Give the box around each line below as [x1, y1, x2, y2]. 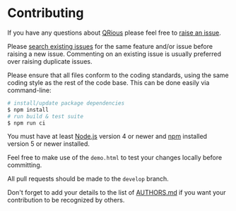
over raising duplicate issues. [7, 57, 93, 65]
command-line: [7, 86, 52, 94]
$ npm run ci [7, 119, 46, 127]
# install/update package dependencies [7, 99, 125, 107]
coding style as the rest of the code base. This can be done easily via [7, 78, 210, 86]
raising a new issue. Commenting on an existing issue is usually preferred [7, 50, 221, 58]
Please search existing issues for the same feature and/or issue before [7, 42, 213, 50]
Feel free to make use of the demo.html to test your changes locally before [7, 154, 223, 162]
